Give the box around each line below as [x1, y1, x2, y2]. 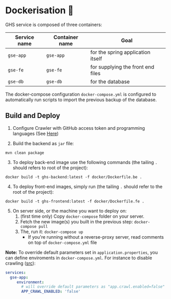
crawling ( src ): [5, 260, 36, 266]
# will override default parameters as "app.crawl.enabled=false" [21, 284, 165, 289]
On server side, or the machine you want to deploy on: [12, 208, 127, 214]
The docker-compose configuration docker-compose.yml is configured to [5, 91, 157, 97]
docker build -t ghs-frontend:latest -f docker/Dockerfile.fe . [5, 199, 145, 204]
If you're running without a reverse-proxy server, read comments [27, 234, 164, 240]
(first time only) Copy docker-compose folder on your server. [20, 213, 145, 219]
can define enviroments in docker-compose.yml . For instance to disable [5, 255, 153, 261]
